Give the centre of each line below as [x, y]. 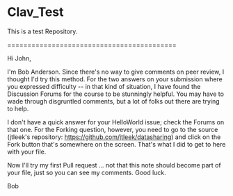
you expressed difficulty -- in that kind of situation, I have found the [104, 86]
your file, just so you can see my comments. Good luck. [87, 172]
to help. [18, 108]
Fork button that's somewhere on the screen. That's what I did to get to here [116, 144]
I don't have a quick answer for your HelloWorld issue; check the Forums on [116, 122]
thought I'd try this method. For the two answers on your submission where [115, 79]
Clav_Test [35, 12]
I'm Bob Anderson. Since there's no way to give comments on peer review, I [116, 72]
